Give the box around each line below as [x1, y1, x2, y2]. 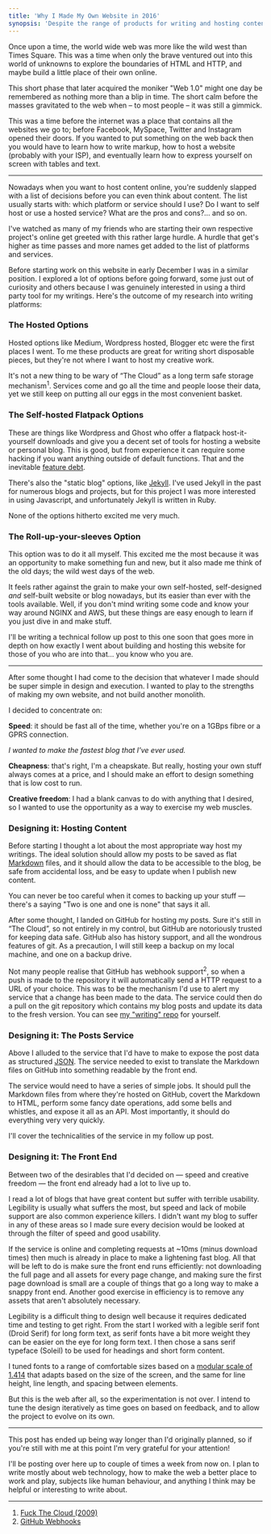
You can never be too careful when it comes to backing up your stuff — [8, 891, 246, 901]
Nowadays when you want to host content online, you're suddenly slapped [8, 182, 256, 192]
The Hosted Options [8, 319, 89, 331]
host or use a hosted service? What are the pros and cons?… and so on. [8, 208, 248, 218]
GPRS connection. [8, 729, 69, 740]
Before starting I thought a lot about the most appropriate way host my [8, 841, 243, 851]
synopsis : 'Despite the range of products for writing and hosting [8, 19, 240, 27]
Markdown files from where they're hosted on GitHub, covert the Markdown [8, 1089, 261, 1100]
